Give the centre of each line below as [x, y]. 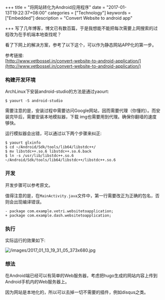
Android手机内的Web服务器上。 [37, 282]
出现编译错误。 [29, 202]
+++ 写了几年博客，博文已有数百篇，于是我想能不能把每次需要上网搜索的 [79, 28]
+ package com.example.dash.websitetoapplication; [58, 215]
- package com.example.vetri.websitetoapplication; [59, 211]
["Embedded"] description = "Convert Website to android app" [69, 18]
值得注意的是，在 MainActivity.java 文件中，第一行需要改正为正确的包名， [80, 195]
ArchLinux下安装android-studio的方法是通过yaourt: [57, 92]
